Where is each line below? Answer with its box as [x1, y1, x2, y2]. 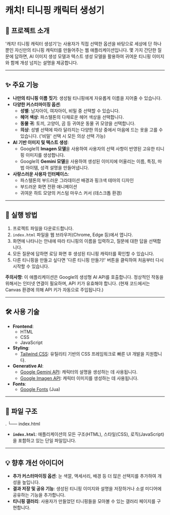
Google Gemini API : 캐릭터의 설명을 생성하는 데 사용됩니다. [20, 369, 138, 375]
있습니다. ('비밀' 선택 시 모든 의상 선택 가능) [20, 133, 106, 139]
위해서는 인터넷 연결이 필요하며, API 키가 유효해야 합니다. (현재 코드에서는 [5, 280, 150, 286]
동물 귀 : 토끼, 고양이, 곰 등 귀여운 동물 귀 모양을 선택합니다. [20, 120, 136, 126]
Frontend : [12, 323, 34, 329]
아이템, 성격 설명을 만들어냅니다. [25, 164, 90, 170]
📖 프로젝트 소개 [5, 26, 50, 35]
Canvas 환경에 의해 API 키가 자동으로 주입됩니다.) [5, 286, 104, 292]
